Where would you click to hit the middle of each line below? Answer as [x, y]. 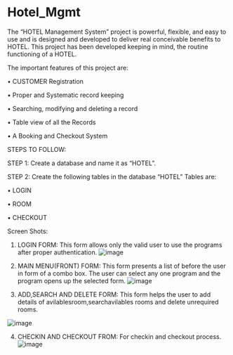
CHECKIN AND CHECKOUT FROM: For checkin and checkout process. [119, 336]
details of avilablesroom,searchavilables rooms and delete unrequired [118, 302]
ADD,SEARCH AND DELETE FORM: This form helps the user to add [114, 294]
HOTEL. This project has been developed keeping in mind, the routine [108, 46]
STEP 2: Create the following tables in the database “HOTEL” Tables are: [112, 176]
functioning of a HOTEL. [42, 54]
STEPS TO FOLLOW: [37, 149]
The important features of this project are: [68, 67]
